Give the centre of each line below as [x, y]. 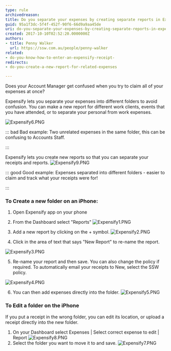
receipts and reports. [27, 163]
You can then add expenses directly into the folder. [66, 292]
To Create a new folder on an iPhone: [52, 201]
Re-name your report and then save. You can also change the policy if [86, 262]
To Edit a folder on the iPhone [42, 306]
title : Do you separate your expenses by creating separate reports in [83, 19]
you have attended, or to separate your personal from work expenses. [79, 112]
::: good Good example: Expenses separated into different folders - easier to [85, 173]
